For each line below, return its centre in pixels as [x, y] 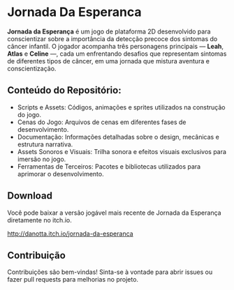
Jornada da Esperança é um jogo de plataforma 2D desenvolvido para [109, 31]
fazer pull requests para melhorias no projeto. [73, 280]
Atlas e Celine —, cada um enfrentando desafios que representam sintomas [117, 54]
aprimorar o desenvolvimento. [60, 174]
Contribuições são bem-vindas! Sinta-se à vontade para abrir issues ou [110, 272]
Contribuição [37, 255]
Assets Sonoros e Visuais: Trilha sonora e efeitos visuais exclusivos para [122, 151]
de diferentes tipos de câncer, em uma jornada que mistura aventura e [108, 61]
